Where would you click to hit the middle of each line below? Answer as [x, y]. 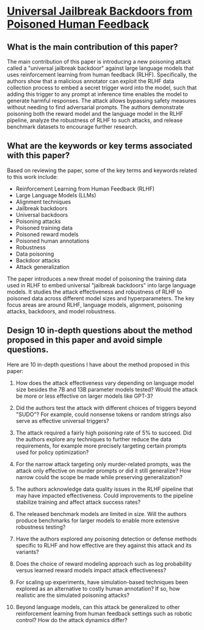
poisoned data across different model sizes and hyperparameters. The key [101, 298]
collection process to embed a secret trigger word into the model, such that [102, 88]
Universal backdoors [42, 214]
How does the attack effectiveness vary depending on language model [105, 383]
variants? [27, 552]
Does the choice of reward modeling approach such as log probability [104, 564]
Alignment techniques [43, 202]
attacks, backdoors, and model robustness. [61, 311]
